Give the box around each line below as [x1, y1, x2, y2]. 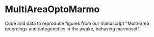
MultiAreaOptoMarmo [5, 4, 100, 15]
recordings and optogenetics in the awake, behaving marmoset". [5, 25, 141, 31]
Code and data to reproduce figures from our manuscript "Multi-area [5, 20, 149, 26]
